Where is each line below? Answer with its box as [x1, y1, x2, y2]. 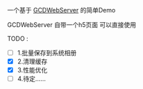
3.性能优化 [17, 66, 48, 75]
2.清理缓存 [17, 57, 48, 66]
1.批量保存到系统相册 [17, 49, 77, 57]
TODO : [7, 34, 29, 43]
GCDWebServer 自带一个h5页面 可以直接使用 [7, 21, 137, 29]
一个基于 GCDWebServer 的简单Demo [7, 6, 116, 14]
